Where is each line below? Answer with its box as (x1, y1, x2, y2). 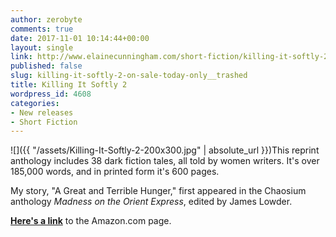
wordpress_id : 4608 (10, 89, 92, 99)
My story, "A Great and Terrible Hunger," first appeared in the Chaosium (10, 185, 307, 197)
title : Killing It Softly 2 (10, 80, 128, 90)
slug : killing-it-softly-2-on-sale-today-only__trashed (10, 71, 248, 81)
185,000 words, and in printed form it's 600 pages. (10, 166, 220, 178)
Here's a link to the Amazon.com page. (10, 215, 172, 227)
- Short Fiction (10, 117, 78, 127)
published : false (10, 61, 83, 71)
